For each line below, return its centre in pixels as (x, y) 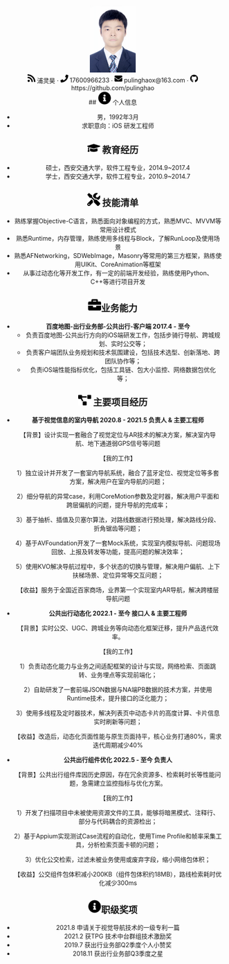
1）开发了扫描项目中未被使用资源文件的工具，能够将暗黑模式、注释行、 (118, 813)
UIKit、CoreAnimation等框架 (121, 264)
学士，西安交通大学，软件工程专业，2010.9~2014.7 (118, 176)
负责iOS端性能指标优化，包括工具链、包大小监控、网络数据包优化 (123, 370)
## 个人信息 (113, 103)
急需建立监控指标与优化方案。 (124, 783)
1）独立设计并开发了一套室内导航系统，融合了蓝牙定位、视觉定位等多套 (118, 473)
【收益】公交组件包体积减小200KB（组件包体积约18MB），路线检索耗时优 (118, 875)
